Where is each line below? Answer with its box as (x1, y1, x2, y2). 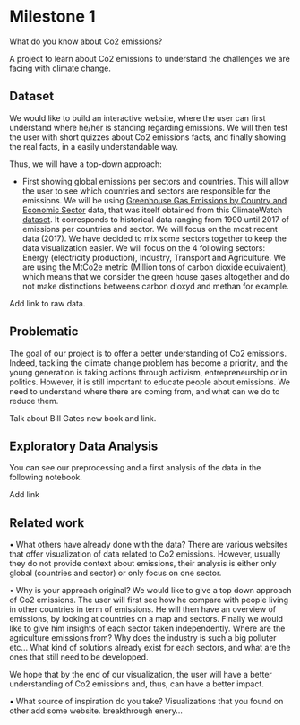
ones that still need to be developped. (9, 652, 149, 662)
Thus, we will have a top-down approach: (9, 159, 163, 169)
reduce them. (9, 395, 59, 406)
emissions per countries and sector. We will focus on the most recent (21, 223, 278, 234)
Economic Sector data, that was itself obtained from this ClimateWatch (21, 204, 283, 215)
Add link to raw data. (9, 298, 86, 308)
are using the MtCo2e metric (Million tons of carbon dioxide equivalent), (21, 262, 288, 272)
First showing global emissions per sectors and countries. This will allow (21, 176, 289, 186)
